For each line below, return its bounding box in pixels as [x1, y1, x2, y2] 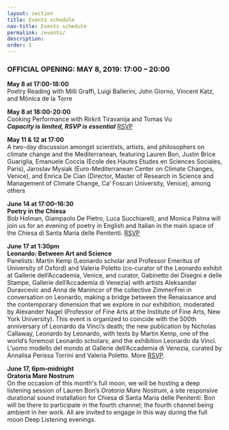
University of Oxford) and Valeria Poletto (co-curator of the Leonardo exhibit [7, 264, 222, 273]
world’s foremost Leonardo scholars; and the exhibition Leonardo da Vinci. [7, 337, 217, 345]
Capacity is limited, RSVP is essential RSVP [7, 123, 133, 131]
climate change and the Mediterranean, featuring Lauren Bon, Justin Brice [7, 150, 216, 158]
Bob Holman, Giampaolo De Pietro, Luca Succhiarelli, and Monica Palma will [7, 214, 221, 223]
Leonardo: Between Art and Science [7, 249, 112, 257]
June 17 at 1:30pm [7, 242, 60, 251]
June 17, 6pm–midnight [7, 364, 74, 373]
